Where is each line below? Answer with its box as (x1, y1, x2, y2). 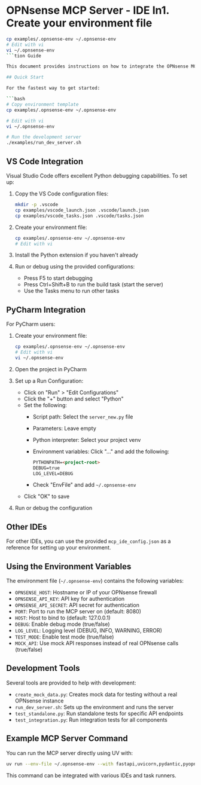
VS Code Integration (6, 156, 84, 166)
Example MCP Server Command (6, 734, 128, 744)
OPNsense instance (14, 697, 64, 704)
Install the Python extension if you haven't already (14, 252, 139, 259)
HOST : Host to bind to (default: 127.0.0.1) (14, 614, 111, 622)
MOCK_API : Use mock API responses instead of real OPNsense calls (14, 640, 179, 647)
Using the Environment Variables (6, 561, 132, 572)
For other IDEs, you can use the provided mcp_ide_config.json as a (6, 537, 171, 545)
